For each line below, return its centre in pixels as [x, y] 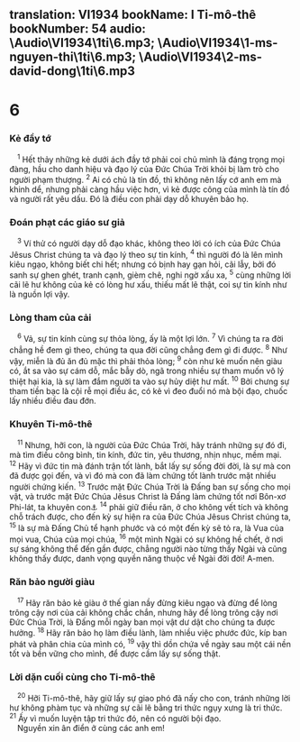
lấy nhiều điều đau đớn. [53, 401]
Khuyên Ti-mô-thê [51, 425]
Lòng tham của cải [50, 317]
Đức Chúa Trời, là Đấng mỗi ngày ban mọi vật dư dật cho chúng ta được [142, 622]
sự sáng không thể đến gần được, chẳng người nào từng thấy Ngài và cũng [148, 548]
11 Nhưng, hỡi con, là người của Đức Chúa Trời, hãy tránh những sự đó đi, [152, 444]
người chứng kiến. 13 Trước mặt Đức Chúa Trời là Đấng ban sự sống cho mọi [150, 486]
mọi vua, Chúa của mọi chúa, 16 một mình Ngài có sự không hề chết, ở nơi [146, 538]
